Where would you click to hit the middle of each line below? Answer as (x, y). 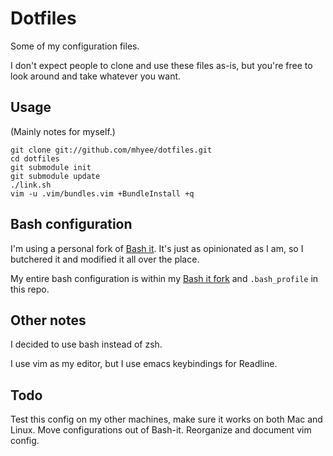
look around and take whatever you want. (96, 76)
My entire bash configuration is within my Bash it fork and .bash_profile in (164, 278)
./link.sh (31, 185)
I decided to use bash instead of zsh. (86, 344)
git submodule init (51, 167)
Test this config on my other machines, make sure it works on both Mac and (166, 419)
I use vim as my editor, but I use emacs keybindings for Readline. (144, 364)
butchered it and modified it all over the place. (105, 259)
